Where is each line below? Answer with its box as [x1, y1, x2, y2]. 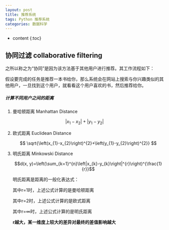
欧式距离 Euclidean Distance [12, 130, 71, 136]
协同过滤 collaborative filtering [5, 51, 103, 59]
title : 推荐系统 [5, 12, 36, 17]
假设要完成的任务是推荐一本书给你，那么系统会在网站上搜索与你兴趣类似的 [5, 76, 159, 82]
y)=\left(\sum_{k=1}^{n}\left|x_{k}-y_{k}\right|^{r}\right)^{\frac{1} [29, 161, 162, 167]
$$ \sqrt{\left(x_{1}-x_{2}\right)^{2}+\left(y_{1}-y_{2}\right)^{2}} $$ [20, 140, 157, 146]
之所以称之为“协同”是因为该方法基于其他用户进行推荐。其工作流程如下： [5, 65, 155, 71]
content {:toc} [12, 35, 42, 41]
